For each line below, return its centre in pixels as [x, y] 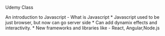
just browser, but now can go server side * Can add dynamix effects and [81, 23]
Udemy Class [19, 7]
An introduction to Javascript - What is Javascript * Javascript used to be [82, 17]
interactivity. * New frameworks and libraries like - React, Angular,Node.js [82, 28]
